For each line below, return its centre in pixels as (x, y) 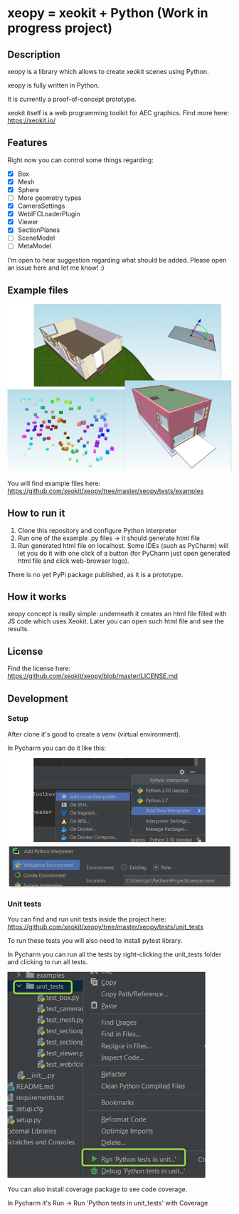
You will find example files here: (54, 483)
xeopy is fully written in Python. (53, 85)
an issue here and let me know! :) (56, 268)
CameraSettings (41, 206)
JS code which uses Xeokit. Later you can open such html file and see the (116, 621)
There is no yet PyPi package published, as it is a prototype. (95, 574)
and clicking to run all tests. (48, 962)
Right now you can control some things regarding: (81, 160)
